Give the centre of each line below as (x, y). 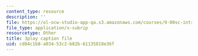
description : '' (26, 17)
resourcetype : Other (32, 33)
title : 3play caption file (39, 38)
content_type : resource (35, 11)
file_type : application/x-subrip (47, 28)
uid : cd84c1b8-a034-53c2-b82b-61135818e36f (60, 44)
